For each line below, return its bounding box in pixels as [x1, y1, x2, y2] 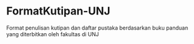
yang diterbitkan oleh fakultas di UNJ [6, 30, 99, 37]
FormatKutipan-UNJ [6, 4, 110, 18]
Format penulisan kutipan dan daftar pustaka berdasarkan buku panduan [6, 24, 189, 31]
